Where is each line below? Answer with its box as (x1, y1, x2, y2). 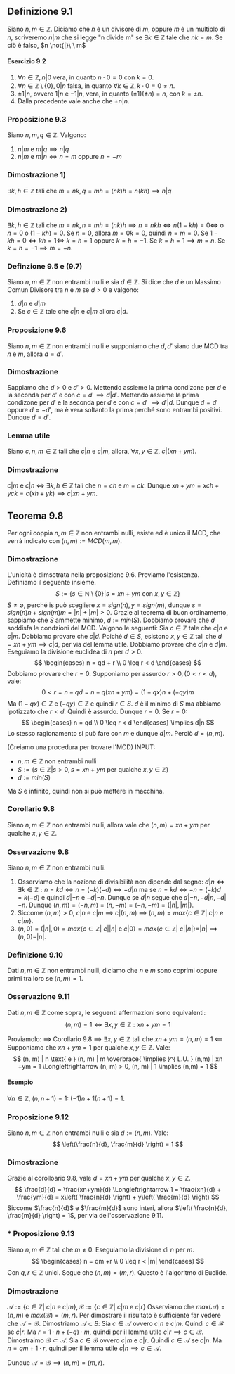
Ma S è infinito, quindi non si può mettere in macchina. (7, 787, 165, 795)
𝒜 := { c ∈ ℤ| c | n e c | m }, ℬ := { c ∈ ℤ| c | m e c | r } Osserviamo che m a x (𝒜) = (7, 1303, 226, 1311)
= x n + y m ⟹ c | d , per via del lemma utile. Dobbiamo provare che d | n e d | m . (7, 640, 228, 648)
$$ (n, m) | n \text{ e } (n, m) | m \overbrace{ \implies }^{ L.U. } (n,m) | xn (13, 1055, 223, 1063)
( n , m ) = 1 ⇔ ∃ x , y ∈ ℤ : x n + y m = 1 (65, 1020, 171, 1029)
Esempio (7, 1078, 34, 1086)
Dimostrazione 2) (7, 204, 68, 214)
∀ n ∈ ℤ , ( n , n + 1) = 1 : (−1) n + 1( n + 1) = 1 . (7, 1094, 125, 1102)
